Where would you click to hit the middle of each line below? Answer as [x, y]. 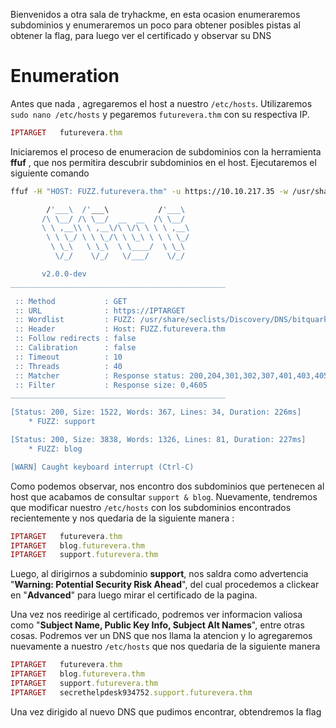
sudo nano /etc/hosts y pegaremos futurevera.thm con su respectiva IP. [160, 114]
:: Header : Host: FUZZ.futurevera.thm [120, 329]
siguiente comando [50, 173]
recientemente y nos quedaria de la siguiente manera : [122, 518]
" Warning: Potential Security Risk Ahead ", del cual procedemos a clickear [165, 585]
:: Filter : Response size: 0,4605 [111, 385]
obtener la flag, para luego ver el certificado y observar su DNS [141, 35]
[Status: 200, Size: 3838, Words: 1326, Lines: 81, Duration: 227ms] [158, 440]
